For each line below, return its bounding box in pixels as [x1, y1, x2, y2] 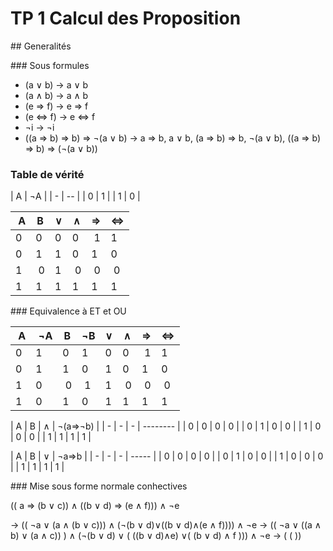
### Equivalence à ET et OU [10, 305, 127, 317]
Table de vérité [10, 167, 85, 181]
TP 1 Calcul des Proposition [10, 7, 242, 30]
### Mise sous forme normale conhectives [10, 480, 188, 492]
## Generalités [10, 40, 72, 52]
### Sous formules [10, 59, 90, 71]
